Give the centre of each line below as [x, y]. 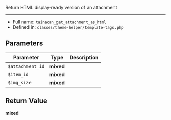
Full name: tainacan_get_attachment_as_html [60, 22]
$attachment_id [26, 66]
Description [84, 57]
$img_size [20, 83]
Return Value [26, 101]
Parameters [24, 43]
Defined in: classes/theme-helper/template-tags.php [68, 27]
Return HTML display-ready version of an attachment [61, 7]
